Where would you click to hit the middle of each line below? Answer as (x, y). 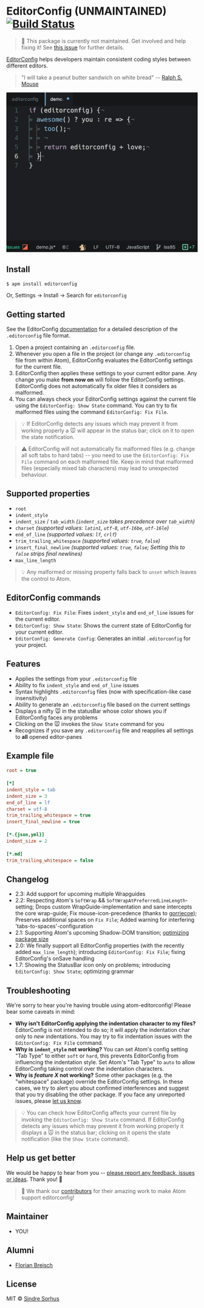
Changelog (28, 879)
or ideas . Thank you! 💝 (34, 1179)
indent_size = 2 (27, 841)
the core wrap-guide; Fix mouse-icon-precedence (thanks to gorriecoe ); (106, 913)
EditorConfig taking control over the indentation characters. (90, 1069)
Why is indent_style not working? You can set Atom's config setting (101, 1050)
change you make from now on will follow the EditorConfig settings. (100, 380)
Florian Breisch (34, 1265)
